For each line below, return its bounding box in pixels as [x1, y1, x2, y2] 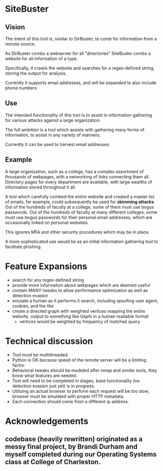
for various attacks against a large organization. [5, 117, 101, 123]
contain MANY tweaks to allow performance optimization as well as [12, 287, 148, 293]
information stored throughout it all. [5, 184, 77, 190]
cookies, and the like [12, 303, 54, 309]
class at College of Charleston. [5, 458, 101, 466]
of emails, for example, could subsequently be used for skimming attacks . [5, 199, 155, 205]
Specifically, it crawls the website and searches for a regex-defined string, [5, 65, 155, 71]
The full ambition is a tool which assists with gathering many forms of [5, 127, 145, 132]
